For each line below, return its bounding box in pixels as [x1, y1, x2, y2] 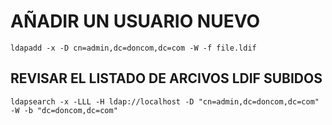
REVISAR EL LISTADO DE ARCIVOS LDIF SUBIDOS [10, 70, 323, 87]
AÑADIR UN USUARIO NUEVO [10, 10, 261, 33]
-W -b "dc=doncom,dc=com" [10, 105, 118, 115]
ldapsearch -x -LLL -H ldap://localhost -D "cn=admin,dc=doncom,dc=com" [10, 96, 320, 107]
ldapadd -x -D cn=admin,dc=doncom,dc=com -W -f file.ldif [10, 43, 257, 53]
